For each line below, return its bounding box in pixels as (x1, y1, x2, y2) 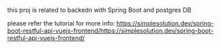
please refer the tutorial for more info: (7, 19, 115, 27)
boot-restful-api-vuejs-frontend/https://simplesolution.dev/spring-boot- (7, 27, 214, 35)
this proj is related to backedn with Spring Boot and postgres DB (7, 6, 192, 14)
